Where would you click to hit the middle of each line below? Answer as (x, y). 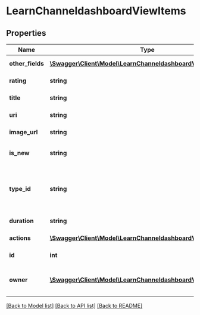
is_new (19, 153)
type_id (20, 189)
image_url (24, 132)
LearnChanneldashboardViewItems (96, 11)
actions (20, 238)
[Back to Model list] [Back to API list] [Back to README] (74, 306)
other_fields (27, 64)
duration (21, 221)
